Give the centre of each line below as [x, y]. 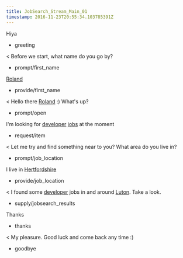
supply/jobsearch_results [45, 203]
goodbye [25, 248]
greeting [25, 45]
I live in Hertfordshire [31, 169]
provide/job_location [39, 180]
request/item [30, 135]
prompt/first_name [37, 67]
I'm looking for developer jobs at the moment [60, 124]
